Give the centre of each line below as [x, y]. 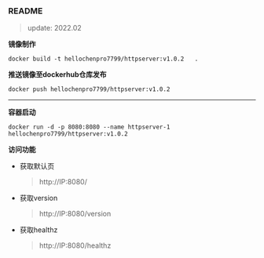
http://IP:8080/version [75, 214]
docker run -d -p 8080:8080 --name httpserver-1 [89, 127]
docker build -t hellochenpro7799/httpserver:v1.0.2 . [103, 59]
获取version [38, 198]
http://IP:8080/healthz [75, 245]
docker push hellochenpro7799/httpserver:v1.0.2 [89, 89]
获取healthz [38, 230]
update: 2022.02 [55, 28]
